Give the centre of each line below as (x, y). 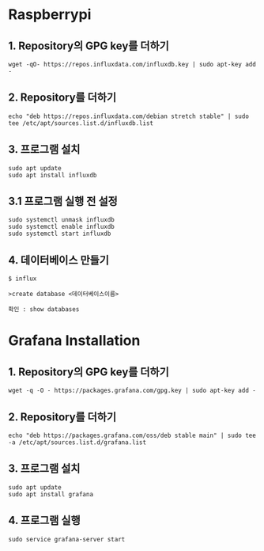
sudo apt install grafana (51, 494)
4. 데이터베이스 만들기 (58, 260)
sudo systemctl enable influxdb (61, 227)
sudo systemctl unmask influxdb (61, 220)
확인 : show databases (44, 310)
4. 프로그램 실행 (44, 521)
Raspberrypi (50, 15)
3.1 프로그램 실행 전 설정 (63, 201)
